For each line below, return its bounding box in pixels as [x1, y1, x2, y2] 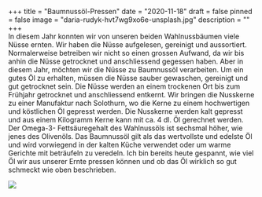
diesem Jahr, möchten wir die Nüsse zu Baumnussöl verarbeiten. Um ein [8, 65, 244, 74]
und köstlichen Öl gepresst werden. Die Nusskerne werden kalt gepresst [8, 107, 243, 116]
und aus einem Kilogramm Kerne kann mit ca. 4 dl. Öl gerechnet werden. [8, 115, 244, 124]
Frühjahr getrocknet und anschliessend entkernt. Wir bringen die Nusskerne [8, 90, 255, 99]
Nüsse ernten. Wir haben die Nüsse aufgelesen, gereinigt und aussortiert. [8, 40, 247, 49]
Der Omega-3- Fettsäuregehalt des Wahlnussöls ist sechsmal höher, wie [8, 123, 243, 133]
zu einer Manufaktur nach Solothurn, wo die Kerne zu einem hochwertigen [8, 98, 250, 108]
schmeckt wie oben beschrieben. [8, 165, 116, 174]
